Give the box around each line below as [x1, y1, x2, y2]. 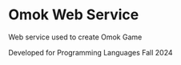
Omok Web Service [8, 6, 139, 24]
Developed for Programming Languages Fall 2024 [8, 47, 174, 57]
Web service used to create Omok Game [8, 32, 143, 42]
